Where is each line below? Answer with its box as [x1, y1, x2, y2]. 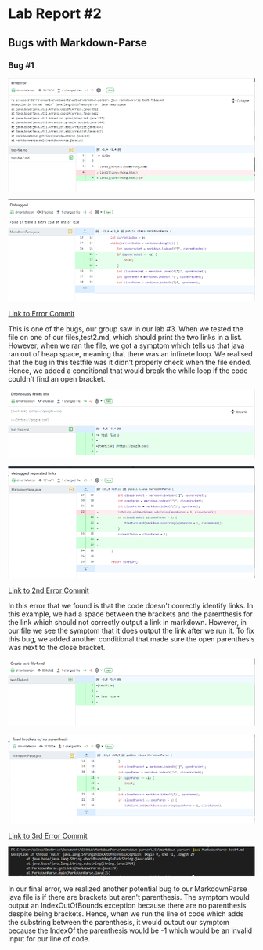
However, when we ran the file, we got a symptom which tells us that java [8, 341, 245, 350]
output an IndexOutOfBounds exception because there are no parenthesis [8, 901, 247, 911]
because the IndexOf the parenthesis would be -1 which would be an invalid [8, 926, 253, 935]
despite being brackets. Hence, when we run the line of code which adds [8, 909, 244, 919]
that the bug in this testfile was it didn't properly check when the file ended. [8, 357, 252, 367]
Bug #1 [8, 60, 34, 71]
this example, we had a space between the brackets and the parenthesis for [8, 609, 253, 619]
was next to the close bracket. [8, 643, 106, 652]
